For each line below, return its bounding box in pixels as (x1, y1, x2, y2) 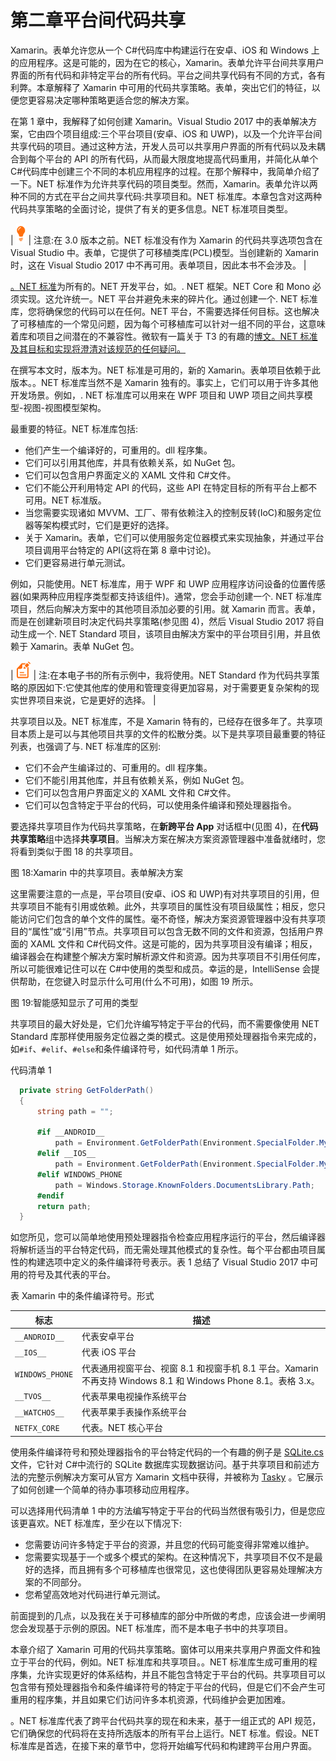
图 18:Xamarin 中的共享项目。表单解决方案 (10, 866, 184, 878)
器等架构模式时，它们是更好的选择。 (24, 519, 175, 531)
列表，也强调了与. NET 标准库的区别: (10, 740, 161, 752)
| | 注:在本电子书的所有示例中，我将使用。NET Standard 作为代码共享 (10, 669, 312, 681)
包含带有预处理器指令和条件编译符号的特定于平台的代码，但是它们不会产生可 (10, 1681, 326, 1693)
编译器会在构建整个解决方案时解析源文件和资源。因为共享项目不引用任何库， (10, 950, 326, 962)
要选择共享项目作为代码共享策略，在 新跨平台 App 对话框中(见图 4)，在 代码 (10, 820, 319, 832)
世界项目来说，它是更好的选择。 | (18, 694, 157, 706)
